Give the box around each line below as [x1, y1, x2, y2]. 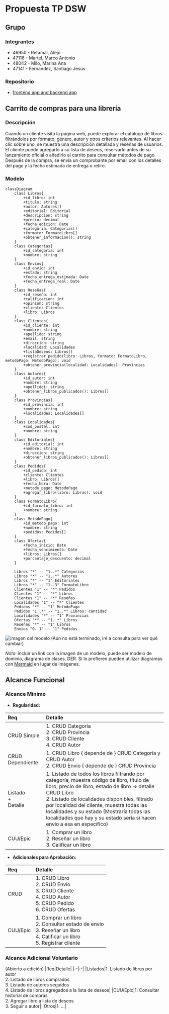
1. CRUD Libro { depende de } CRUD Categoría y [46, 750, 160, 757]
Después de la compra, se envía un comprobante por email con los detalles [5, 157, 161, 163]
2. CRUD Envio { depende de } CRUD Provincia [46, 762, 156, 769]
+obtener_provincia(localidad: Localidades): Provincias [23, 362, 145, 367]
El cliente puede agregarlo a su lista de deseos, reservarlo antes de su [5, 146, 151, 152]
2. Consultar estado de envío [35, 920, 104, 928]
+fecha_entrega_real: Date [23, 279, 80, 284]
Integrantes [5, 38, 34, 45]
